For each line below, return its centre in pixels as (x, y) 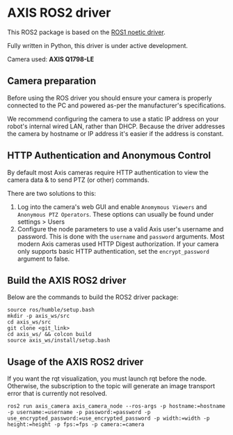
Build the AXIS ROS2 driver (67, 280)
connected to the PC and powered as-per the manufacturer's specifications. (116, 105)
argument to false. (43, 259)
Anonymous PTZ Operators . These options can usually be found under (115, 214)
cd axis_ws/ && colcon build (49, 335)
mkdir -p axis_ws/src (39, 316)
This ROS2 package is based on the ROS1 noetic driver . (86, 32)
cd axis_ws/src (29, 322)
